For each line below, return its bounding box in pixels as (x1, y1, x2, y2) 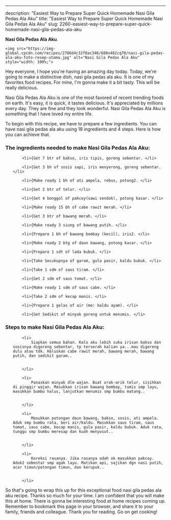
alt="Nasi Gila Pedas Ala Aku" (73, 55, 140, 60)
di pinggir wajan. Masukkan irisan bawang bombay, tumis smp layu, (12, 384, 159, 389)
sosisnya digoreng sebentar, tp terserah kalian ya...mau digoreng (12, 344, 159, 349)
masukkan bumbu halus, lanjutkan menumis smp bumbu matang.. (12, 388, 146, 394)
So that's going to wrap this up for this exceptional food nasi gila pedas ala (5, 487, 162, 493)
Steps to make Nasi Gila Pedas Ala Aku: (5, 324, 104, 331)
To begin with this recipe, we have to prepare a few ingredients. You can (5, 121, 157, 126)
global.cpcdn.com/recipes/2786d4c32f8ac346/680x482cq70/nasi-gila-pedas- (5, 50, 165, 56)
